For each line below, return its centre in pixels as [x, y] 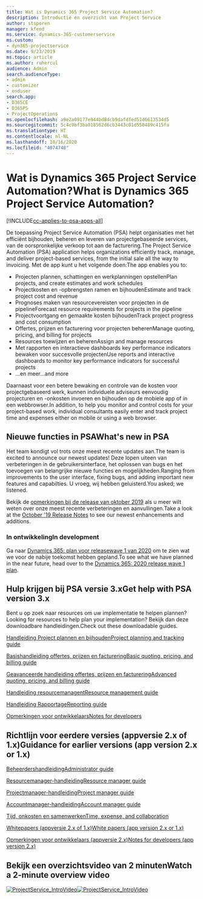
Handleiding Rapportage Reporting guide [57, 704]
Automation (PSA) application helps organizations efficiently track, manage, [101, 252]
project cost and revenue [46, 296]
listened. [17, 490]
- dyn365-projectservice [38, 46]
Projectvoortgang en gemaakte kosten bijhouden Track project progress [104, 315]
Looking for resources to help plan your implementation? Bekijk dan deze [98, 620]
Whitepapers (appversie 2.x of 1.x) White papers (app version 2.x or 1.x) [95, 828]
